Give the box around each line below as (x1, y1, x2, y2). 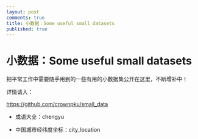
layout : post (6, 9, 40, 15)
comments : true (6, 15, 45, 21)
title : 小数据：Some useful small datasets (6, 20, 115, 26)
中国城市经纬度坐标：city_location (15, 126, 101, 134)
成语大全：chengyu (15, 113, 65, 121)
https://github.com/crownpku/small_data (6, 101, 108, 108)
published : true (6, 26, 48, 32)
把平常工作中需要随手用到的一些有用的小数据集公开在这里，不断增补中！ (6, 76, 188, 83)
